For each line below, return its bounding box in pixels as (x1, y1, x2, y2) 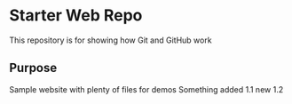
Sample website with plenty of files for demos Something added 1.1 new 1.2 (9, 84, 284, 94)
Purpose (9, 60, 58, 76)
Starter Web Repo (9, 5, 143, 26)
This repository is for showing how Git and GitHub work (9, 35, 212, 45)
